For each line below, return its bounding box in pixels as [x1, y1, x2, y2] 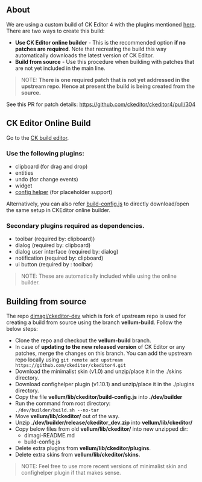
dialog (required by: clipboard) [14, 242, 91, 249]
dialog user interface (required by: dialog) [14, 248, 119, 255]
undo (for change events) [14, 175, 78, 183]
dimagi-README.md [24, 432, 75, 439]
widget [14, 182, 33, 189]
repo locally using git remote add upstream [14, 356, 123, 363]
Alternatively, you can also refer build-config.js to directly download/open [6, 200, 189, 207]
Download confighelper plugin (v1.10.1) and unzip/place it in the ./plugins [14, 381, 195, 388]
